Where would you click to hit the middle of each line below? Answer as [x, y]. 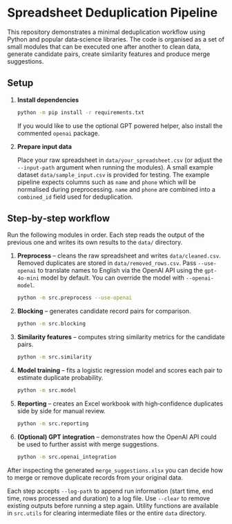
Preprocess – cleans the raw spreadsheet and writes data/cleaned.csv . [119, 256]
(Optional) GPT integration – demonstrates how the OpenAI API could [117, 437]
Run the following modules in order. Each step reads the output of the [106, 235]
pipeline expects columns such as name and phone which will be [107, 182]
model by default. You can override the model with [113, 278]
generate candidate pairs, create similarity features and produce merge [109, 54]
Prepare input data [45, 146]
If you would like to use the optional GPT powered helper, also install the [120, 125]
